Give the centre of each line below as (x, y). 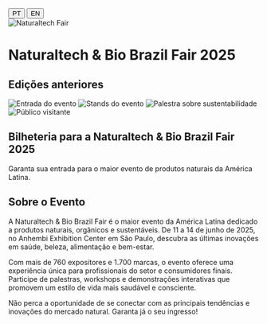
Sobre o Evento (47, 202)
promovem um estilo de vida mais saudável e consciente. (102, 287)
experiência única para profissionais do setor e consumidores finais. (120, 271)
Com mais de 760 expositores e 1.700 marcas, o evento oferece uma (121, 262)
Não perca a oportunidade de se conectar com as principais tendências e (129, 303)
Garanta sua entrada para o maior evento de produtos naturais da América (130, 168)
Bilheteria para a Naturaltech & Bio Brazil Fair (122, 137)
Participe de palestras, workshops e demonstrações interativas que (119, 279)
